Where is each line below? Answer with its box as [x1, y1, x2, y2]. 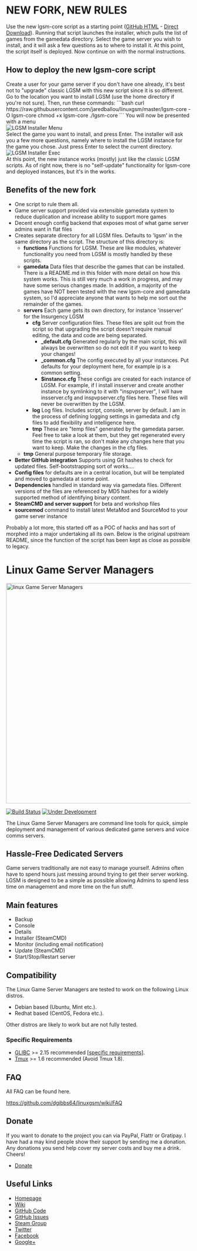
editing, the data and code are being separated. [32, 331, 148, 338]
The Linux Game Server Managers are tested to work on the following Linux [6, 986, 189, 993]
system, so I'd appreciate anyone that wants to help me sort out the [23, 294, 186, 301]
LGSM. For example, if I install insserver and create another [40, 381, 184, 388]
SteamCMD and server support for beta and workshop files [14, 500, 160, 507]
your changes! [40, 350, 76, 357]
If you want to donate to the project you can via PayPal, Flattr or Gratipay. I [6, 1132, 186, 1139]
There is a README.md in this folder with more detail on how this [23, 269, 181, 276]
